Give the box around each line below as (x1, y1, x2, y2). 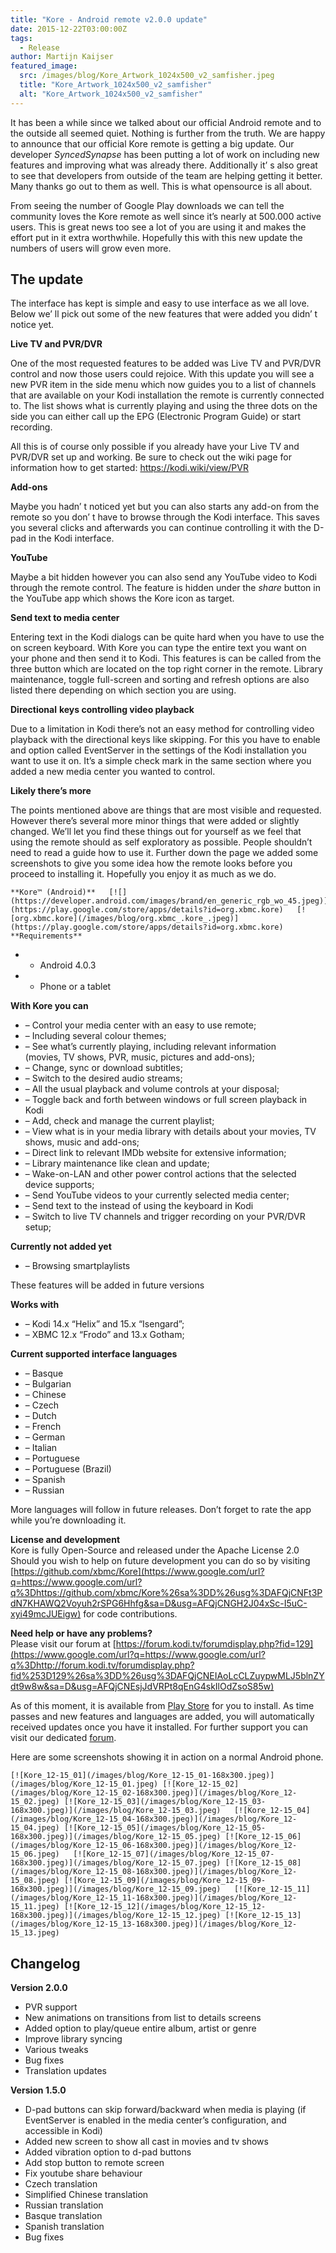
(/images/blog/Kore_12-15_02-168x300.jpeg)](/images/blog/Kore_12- (10, 1788, 298, 1798)
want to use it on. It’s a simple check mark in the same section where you (10, 755, 312, 767)
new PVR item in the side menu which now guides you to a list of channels (10, 379, 317, 391)
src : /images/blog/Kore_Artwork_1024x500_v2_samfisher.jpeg (19, 71, 275, 81)
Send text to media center (10, 612, 120, 624)
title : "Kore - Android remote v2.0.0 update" (10, 14, 208, 25)
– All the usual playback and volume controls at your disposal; (24, 1083, 280, 1095)
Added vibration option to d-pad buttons (24, 2146, 192, 2158)
